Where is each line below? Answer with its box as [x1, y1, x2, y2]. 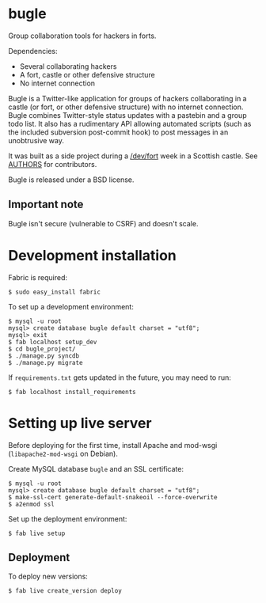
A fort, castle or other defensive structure [19, 70, 156, 79]
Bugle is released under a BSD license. [8, 175, 135, 184]
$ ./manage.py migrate [8, 358, 83, 366]
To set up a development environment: [8, 301, 135, 311]
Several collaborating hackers [19, 61, 117, 71]
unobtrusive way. [8, 135, 65, 145]
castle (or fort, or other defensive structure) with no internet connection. [8, 102, 244, 112]
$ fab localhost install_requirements [8, 388, 136, 396]
